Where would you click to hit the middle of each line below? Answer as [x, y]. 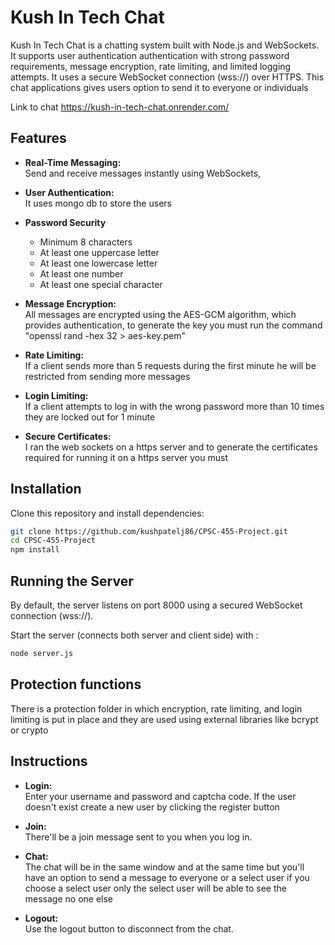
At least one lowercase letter [98, 263]
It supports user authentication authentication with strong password [150, 55]
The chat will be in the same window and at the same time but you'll [164, 867]
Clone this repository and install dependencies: [107, 513]
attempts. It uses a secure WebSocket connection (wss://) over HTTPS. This [167, 77]
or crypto [29, 730]
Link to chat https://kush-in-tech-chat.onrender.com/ [120, 107]
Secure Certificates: [68, 436]
